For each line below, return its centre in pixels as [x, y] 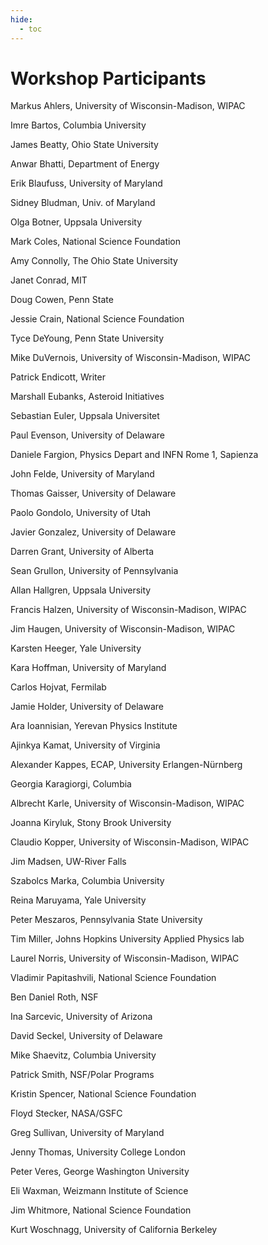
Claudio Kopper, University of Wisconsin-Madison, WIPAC [130, 842]
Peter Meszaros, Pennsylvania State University [106, 920]
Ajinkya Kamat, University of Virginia [85, 745]
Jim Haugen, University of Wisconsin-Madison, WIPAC [123, 629]
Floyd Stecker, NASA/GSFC [66, 1113]
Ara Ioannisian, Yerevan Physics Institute [94, 726]
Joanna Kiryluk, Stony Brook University [91, 823]
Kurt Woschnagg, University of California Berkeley [114, 1230]
